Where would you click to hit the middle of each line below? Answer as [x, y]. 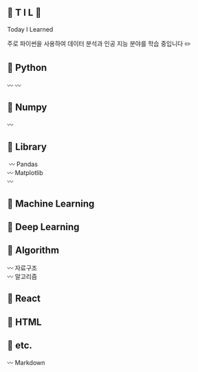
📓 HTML [24, 322]
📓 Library [27, 146]
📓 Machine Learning [51, 204]
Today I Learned [30, 29]
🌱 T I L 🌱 [24, 13]
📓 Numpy [27, 107]
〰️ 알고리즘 [22, 276]
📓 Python [27, 68]
